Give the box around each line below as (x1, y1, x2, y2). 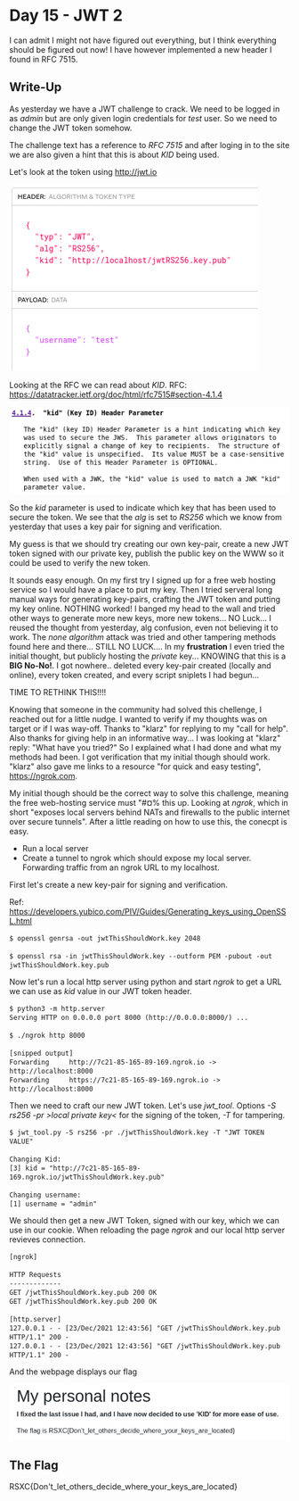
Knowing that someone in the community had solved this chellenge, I (9, 704, 263, 715)
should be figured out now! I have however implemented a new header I (9, 44, 272, 54)
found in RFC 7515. (9, 54, 78, 64)
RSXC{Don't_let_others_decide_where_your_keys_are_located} (9, 1480, 238, 1491)
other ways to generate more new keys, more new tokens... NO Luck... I (9, 612, 271, 623)
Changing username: (9, 1190, 82, 1199)
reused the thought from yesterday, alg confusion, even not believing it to (9, 622, 279, 633)
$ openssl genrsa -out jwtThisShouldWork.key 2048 (9, 933, 201, 942)
